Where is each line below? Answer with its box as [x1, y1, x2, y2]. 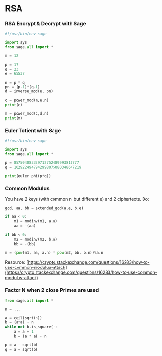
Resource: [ [5, 259, 28, 265]
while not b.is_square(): [5, 324, 57, 330]
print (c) [5, 103, 23, 107]
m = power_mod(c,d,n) [5, 111, 49, 116]
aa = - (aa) [14, 223, 36, 229]
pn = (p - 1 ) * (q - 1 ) [5, 85, 40, 89]
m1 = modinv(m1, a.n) [14, 219, 57, 224]
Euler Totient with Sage [5, 127, 61, 134]
